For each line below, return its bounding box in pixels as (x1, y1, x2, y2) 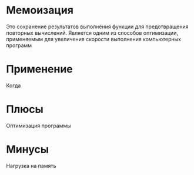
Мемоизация (6, 4, 73, 17)
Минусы (6, 143, 49, 156)
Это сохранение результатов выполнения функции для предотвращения (6, 23, 189, 30)
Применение (6, 62, 73, 76)
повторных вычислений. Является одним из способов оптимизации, (6, 29, 178, 36)
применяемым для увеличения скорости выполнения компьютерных (6, 35, 181, 42)
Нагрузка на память (6, 162, 57, 169)
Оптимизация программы (6, 122, 72, 129)
